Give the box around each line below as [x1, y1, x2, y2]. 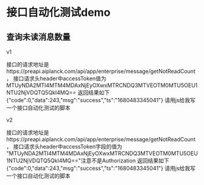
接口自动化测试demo [6, 5, 111, 19]
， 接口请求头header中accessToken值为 [6, 75, 107, 82]
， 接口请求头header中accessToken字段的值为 [6, 143, 123, 150]
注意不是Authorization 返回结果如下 [80, 157, 169, 164]
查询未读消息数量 [6, 32, 71, 42]
